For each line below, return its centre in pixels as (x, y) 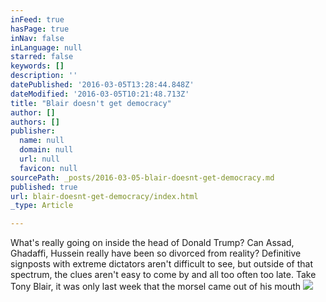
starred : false (42, 57)
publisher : (33, 131)
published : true (44, 187)
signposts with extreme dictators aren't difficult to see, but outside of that (162, 264)
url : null (39, 159)
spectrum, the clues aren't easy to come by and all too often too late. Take (163, 275)
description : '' (44, 76)
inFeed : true (37, 19)
